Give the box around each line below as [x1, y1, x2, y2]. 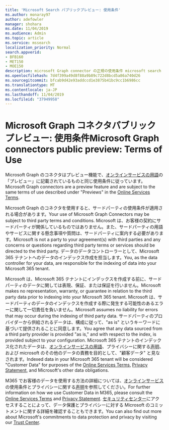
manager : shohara [5, 21, 42, 27]
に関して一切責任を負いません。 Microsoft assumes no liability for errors [9, 307, 158, 313]
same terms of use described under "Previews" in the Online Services [5, 189, 150, 195]
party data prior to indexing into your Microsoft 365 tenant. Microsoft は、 [5, 294, 158, 300]
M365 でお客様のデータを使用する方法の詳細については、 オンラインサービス [5, 377, 164, 384]
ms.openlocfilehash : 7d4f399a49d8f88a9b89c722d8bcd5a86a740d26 [5, 73, 141, 78]
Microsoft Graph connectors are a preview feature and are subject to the [5, 184, 155, 190]
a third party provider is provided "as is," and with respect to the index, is [5, 331, 157, 338]
